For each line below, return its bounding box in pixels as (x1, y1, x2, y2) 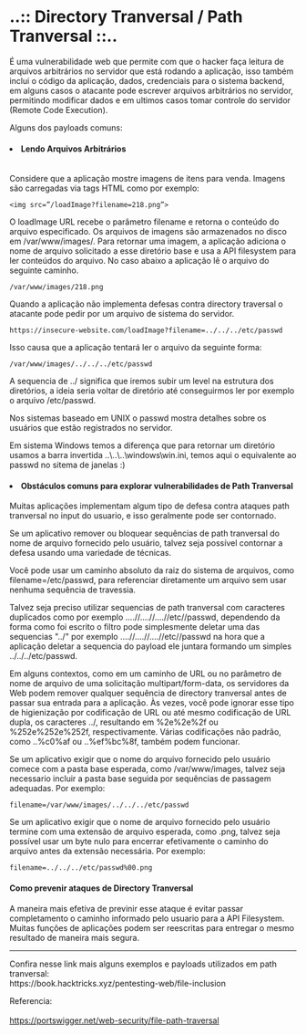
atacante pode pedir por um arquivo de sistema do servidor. (9, 308, 235, 319)
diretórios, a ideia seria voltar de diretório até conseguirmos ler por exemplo (9, 385, 295, 396)
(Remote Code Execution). (9, 104, 108, 115)
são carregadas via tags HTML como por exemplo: (9, 183, 200, 193)
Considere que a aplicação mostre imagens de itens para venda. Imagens (9, 173, 286, 184)
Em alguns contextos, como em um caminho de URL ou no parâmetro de (9, 668, 282, 679)
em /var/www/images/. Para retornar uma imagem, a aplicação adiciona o (9, 235, 287, 247)
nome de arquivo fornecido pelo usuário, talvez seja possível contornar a (9, 538, 283, 549)
